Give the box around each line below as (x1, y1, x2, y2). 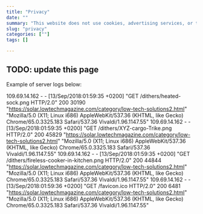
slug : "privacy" (6, 25, 47, 32)
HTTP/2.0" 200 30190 (30, 99, 86, 106)
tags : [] (6, 37, 28, 43)
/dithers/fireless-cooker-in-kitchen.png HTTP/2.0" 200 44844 (6, 157, 162, 164)
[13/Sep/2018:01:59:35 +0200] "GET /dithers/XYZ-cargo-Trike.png (6, 125, 172, 132)
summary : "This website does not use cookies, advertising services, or (6, 20, 193, 26)
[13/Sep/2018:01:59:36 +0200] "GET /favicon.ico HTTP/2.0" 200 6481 (6, 182, 181, 189)
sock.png (6, 99, 30, 106)
